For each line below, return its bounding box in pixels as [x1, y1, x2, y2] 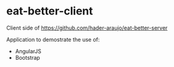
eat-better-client [6, 4, 93, 18]
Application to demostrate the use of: [6, 36, 100, 43]
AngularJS [15, 47, 42, 55]
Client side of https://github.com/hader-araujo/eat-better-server [6, 24, 168, 31]
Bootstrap [15, 54, 40, 61]
